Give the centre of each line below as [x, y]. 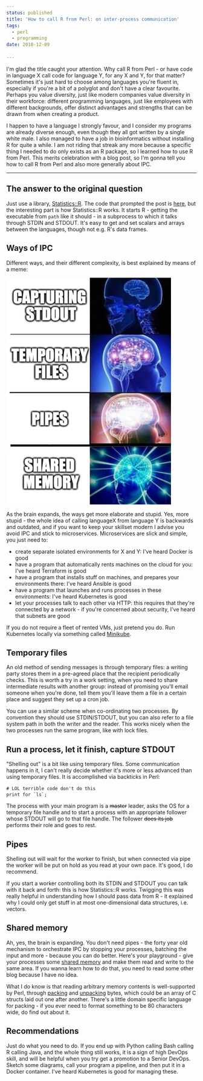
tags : [13, 25]
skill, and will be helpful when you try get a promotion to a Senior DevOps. [98, 1059]
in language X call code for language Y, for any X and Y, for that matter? [96, 75]
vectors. [17, 909]
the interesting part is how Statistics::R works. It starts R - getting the [92, 210]
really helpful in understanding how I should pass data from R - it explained [100, 896]
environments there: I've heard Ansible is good [73, 583]
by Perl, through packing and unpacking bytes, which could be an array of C [101, 993]
